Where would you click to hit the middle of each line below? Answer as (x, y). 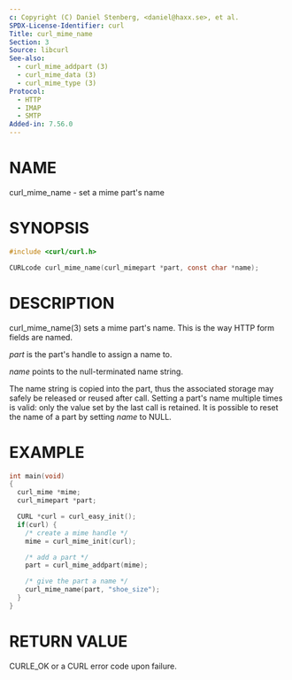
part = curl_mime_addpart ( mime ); (87, 565)
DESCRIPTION (62, 303)
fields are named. (41, 337)
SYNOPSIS (50, 229)
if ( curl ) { (37, 524)
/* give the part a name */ (77, 581)
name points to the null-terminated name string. (96, 371)
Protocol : (27, 91)
